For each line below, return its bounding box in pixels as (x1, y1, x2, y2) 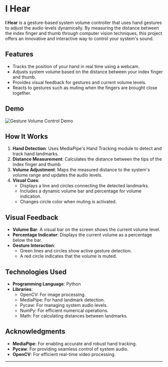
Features (5, 50, 33, 59)
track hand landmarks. (12, 151, 59, 157)
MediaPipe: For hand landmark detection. (19, 297, 105, 303)
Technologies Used (5, 267, 66, 276)
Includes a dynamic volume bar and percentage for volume (19, 188, 141, 194)
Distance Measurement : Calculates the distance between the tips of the (12, 156, 162, 162)
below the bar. (12, 237, 42, 243)
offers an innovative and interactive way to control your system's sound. (5, 36, 154, 42)
